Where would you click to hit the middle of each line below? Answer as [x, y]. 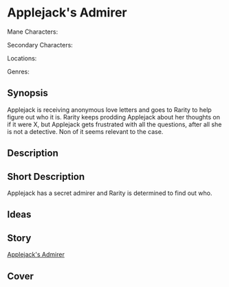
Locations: [22, 58]
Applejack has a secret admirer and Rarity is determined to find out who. [110, 193]
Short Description [46, 176]
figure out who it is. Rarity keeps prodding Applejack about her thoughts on [114, 117]
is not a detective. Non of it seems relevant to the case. [85, 131]
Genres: [18, 71]
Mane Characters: [33, 32]
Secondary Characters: [40, 45]
